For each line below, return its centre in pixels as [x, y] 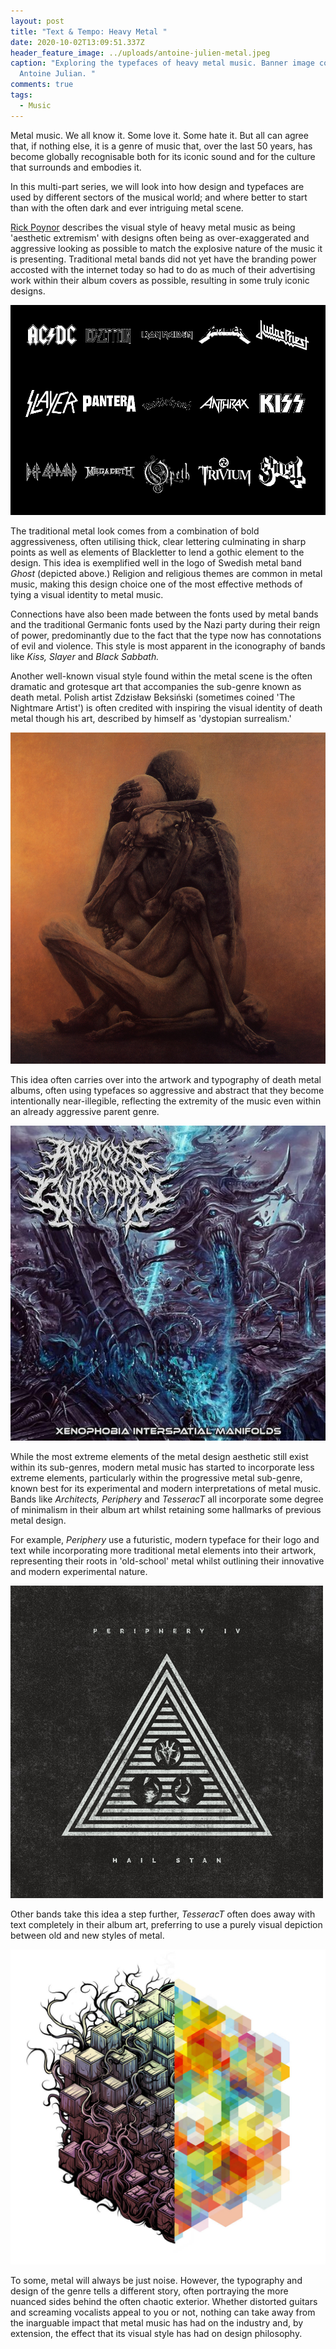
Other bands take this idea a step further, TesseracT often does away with [163, 1914]
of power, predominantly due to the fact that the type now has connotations [166, 635]
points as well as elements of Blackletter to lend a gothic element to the [157, 552]
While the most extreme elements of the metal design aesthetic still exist [159, 1457]
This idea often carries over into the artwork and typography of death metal [166, 1080]
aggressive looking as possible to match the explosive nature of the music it [166, 248]
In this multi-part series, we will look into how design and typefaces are [157, 186]
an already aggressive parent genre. [85, 1112]
